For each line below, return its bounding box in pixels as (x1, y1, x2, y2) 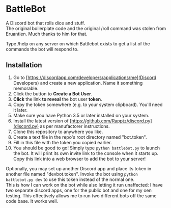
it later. (13, 107, 27, 113)
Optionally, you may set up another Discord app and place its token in (6, 165, 152, 171)
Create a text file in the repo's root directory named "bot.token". (13, 134, 147, 140)
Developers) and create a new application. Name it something (13, 80, 143, 86)
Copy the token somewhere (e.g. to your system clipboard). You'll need (13, 101, 163, 108)
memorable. (13, 85, 39, 91)
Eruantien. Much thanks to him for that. (6, 31, 88, 37)
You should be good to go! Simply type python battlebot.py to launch (13, 145, 160, 151)
